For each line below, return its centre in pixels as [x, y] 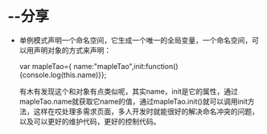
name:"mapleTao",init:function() [126, 66]
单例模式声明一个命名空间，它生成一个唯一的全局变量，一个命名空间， [136, 40]
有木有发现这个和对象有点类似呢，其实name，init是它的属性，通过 [128, 91]
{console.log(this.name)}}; [63, 75]
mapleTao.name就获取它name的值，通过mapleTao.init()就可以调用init [133, 101]
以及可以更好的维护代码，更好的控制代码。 [90, 121]
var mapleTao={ [45, 66]
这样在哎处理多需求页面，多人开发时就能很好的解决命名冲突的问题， [146, 111]
